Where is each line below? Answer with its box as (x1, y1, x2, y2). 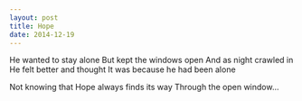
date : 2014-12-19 (9, 30, 75, 39)
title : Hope (9, 22, 54, 31)
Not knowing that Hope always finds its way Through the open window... (9, 82, 279, 93)
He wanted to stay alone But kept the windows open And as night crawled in (9, 55, 294, 66)
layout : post (9, 13, 59, 23)
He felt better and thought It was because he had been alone (9, 64, 237, 75)
